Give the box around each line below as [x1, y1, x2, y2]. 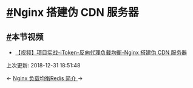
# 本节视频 [6, 32, 44, 42]
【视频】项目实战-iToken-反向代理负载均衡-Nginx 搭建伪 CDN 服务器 [15, 49, 187, 56]
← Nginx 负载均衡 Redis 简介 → [6, 75, 83, 82]
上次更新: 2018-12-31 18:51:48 [6, 62, 81, 69]
